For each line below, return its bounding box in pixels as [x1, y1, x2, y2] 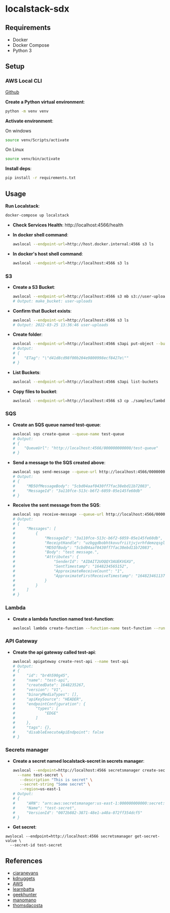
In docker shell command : [12, 231, 69, 238]
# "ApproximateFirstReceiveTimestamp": [12, 573, 133, 579]
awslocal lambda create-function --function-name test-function [12, 625, 152, 631]
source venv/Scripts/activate [5, 138, 70, 143]
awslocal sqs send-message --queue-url [12, 469, 97, 475]
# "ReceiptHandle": [12, 540, 81, 546]
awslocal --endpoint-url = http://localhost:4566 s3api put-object [12, 341, 154, 347]
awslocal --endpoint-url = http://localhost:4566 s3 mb [12, 294, 129, 299]
